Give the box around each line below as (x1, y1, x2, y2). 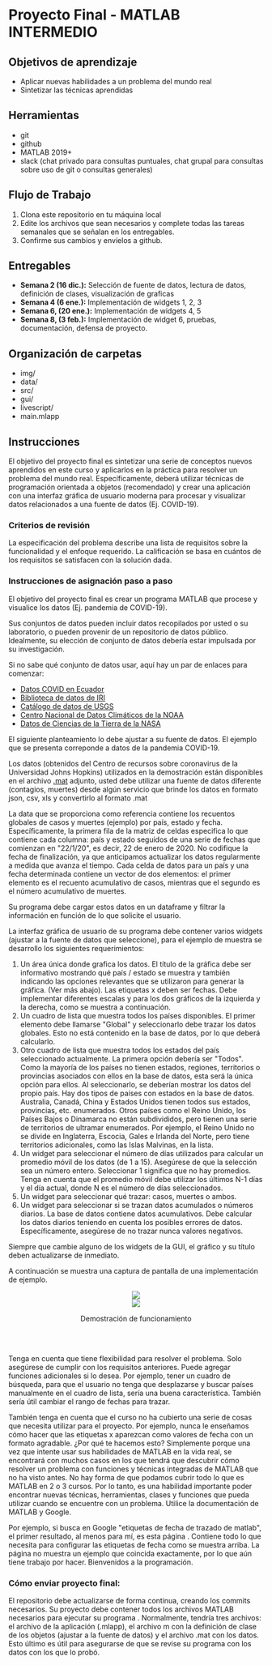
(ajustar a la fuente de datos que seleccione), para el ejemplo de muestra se (8, 934, 262, 945)
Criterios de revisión (8, 519, 91, 531)
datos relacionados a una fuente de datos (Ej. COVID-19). (8, 500, 199, 510)
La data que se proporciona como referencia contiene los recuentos (8, 809, 236, 818)
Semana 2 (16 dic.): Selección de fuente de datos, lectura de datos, (19, 280, 247, 290)
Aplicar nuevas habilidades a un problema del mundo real (19, 77, 212, 86)
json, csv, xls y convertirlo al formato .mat (8, 792, 148, 803)
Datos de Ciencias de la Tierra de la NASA (19, 719, 161, 728)
